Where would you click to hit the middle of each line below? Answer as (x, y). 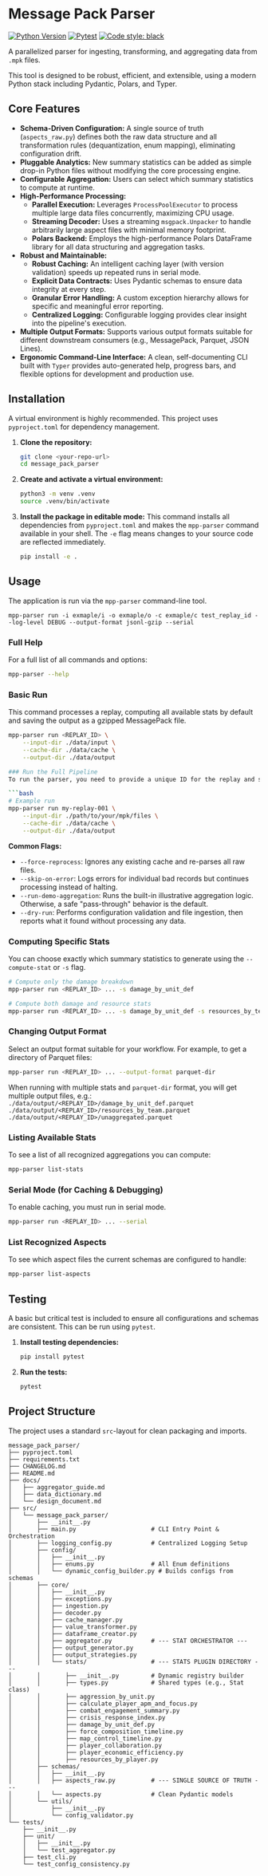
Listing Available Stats (52, 1137)
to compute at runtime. (57, 187)
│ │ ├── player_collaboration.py (85, 1745)
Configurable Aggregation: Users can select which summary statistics (136, 179)
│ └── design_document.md (55, 1501)
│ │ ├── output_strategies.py (73, 1655)
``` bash (21, 794)
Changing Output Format (57, 1031)
